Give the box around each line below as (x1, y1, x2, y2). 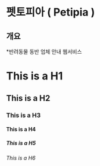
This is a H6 (6, 155, 36, 162)
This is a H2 (6, 93, 51, 103)
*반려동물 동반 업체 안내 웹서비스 (6, 48, 82, 55)
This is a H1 (6, 69, 63, 83)
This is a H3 (6, 111, 41, 119)
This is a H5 (6, 139, 36, 146)
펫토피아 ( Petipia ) (6, 5, 95, 19)
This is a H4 (6, 126, 36, 133)
